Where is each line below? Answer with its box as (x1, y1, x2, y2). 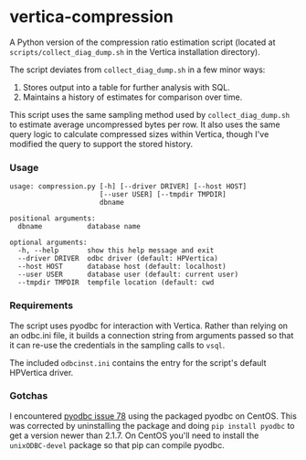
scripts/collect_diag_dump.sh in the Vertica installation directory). (9, 46, 260, 57)
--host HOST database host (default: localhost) (17, 262, 227, 272)
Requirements (9, 299, 74, 312)
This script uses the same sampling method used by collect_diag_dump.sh (9, 109, 290, 120)
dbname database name (17, 222, 142, 231)
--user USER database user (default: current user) (17, 270, 239, 280)
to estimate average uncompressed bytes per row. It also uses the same (9, 119, 280, 130)
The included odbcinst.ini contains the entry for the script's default (9, 357, 267, 368)
